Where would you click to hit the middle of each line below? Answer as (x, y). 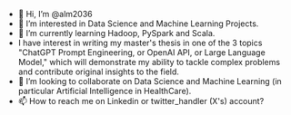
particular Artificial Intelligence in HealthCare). (105, 91)
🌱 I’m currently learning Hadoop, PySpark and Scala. (116, 33)
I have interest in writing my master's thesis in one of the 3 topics (140, 43)
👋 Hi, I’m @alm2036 (55, 14)
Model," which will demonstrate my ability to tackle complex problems (149, 62)
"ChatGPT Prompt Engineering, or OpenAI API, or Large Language (141, 53)
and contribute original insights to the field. (99, 72)
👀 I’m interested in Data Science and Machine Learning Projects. (138, 24)
